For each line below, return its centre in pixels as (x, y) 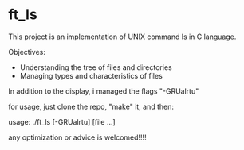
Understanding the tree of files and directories (96, 67)
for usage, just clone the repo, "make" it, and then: (91, 106)
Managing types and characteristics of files (91, 75)
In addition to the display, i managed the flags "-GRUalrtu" (104, 91)
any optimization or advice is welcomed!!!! (77, 137)
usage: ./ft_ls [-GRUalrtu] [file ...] (62, 121)
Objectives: (27, 52)
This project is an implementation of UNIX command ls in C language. (122, 37)
